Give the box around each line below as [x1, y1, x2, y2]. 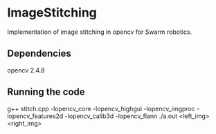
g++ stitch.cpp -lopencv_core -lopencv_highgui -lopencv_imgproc [7, 104, 195, 113]
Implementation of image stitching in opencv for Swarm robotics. [7, 28, 192, 36]
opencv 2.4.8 [7, 66, 45, 74]
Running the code [7, 86, 85, 98]
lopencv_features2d [7, 112, 64, 120]
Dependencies [7, 48, 71, 59]
